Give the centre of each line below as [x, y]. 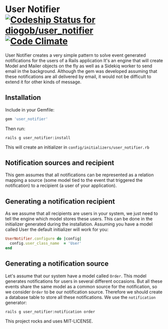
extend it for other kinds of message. [43, 82]
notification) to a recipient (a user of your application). [61, 186]
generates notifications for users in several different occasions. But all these [84, 281]
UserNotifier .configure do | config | [43, 239]
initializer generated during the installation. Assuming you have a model [79, 224]
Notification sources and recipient [60, 163]
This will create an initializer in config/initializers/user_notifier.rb [77, 147]
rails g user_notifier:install [38, 138]
